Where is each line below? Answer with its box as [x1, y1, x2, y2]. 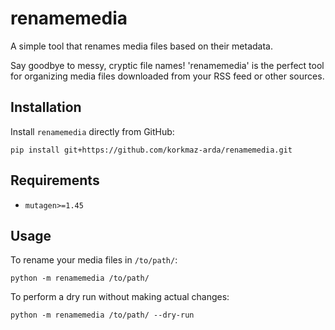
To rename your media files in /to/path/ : [10, 254, 178, 266]
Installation [10, 99, 82, 116]
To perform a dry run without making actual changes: [10, 291, 230, 303]
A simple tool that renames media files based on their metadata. [10, 40, 273, 52]
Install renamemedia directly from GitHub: [10, 125, 175, 137]
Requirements [10, 172, 100, 189]
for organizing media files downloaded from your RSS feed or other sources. [10, 70, 325, 82]
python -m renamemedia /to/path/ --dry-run [10, 310, 195, 321]
